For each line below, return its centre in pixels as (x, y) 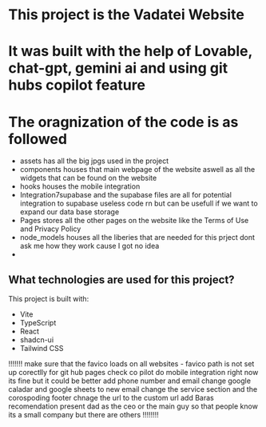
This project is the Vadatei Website (127, 15)
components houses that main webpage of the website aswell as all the (137, 170)
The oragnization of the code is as (123, 122)
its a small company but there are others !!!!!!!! (84, 415)
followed (38, 139)
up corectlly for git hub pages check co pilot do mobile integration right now (133, 373)
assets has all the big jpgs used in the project (94, 161)
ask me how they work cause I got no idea (89, 246)
